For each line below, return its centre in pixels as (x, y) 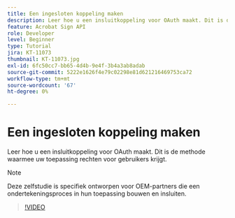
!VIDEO (35, 208)
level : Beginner (31, 40)
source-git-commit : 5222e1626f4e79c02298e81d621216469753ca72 (100, 72)
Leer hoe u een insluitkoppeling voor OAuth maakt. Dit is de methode (106, 152)
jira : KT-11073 (29, 53)
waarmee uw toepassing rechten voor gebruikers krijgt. (87, 159)
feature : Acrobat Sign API (47, 27)
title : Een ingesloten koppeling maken (65, 14)
